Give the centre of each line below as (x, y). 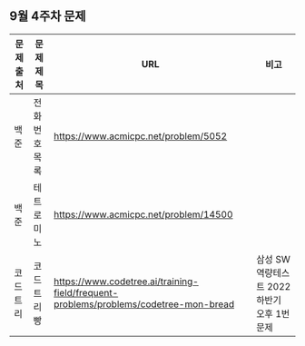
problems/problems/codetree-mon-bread (144, 304)
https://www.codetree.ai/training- (127, 282)
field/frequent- (86, 292)
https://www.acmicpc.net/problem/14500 (143, 214)
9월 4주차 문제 (48, 16)
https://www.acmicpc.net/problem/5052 (141, 136)
